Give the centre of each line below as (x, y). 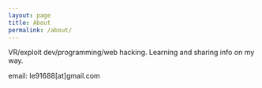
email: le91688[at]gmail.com (54, 76)
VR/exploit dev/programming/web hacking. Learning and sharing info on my (131, 53)
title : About (30, 23)
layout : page (30, 15)
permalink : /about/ (40, 30)
